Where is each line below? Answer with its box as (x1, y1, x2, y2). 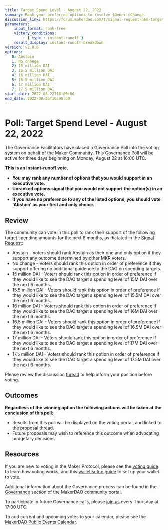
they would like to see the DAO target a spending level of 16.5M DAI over (12, 324, 161, 330)
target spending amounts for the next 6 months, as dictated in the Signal (5, 235, 154, 241)
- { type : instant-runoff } (23, 36, 84, 41)
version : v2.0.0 (5, 45, 39, 50)
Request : (5, 240, 23, 246)
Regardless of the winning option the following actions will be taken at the (5, 404, 162, 410)
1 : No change (11, 59, 39, 64)
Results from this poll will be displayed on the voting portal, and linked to (12, 419, 162, 425)
